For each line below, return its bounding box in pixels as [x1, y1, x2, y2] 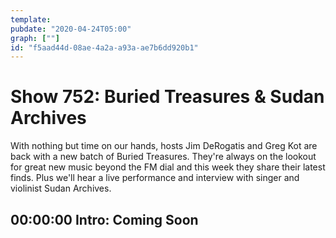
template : [10, 14, 52, 25]
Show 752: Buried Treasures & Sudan [10, 86, 325, 108]
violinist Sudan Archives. [10, 182, 112, 195]
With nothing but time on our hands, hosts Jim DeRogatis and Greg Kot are [10, 140, 318, 152]
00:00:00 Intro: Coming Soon [10, 211, 199, 228]
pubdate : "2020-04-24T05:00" [10, 24, 132, 34]
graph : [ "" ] [10, 33, 60, 43]
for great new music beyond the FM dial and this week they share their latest [10, 161, 326, 173]
